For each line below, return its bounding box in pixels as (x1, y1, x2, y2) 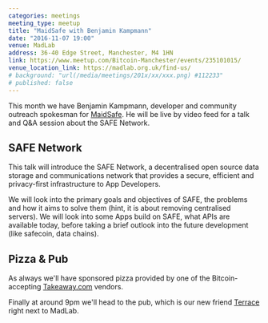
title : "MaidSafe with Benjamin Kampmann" (8, 26, 152, 34)
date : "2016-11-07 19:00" (8, 34, 94, 42)
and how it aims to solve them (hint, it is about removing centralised (8, 204, 231, 213)
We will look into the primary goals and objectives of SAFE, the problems (8, 195, 248, 204)
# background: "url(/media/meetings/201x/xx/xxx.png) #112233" (8, 71, 224, 79)
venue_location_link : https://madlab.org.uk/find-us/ (8, 64, 192, 72)
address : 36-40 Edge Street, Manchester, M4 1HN (8, 49, 174, 57)
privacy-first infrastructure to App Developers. (8, 180, 162, 189)
